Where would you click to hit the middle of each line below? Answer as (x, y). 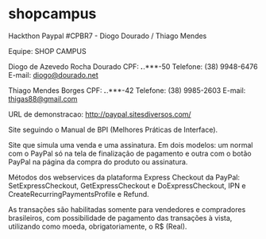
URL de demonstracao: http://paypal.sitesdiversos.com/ (100, 114)
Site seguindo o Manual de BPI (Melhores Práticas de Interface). (113, 129)
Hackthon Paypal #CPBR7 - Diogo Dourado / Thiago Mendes (108, 36)
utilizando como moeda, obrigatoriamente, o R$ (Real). (98, 226)
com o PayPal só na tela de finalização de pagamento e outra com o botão (130, 153)
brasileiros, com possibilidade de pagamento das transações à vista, (120, 218)
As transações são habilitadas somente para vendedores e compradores (127, 209)
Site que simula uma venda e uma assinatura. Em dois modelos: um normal (131, 145)
